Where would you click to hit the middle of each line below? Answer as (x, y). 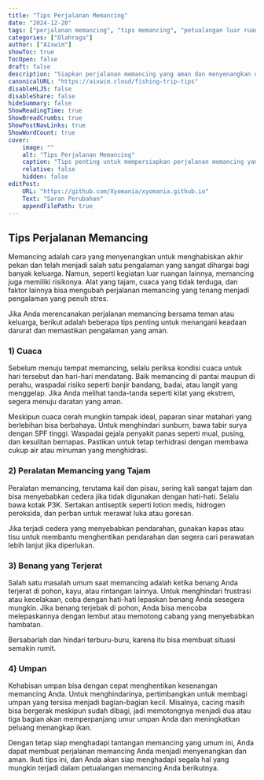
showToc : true (31, 52)
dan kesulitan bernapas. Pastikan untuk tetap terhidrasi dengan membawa (128, 442)
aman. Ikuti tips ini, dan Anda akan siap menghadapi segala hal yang (119, 760)
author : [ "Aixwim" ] (40, 45)
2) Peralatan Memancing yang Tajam (79, 471)
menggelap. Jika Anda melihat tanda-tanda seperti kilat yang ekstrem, (122, 393)
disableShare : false (42, 96)
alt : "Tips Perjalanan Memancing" (79, 154)
